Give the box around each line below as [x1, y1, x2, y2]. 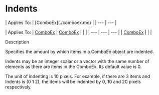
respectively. [5, 83, 32, 90]
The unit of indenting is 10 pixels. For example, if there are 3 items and [5, 73, 150, 79]
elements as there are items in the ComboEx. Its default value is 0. [5, 63, 142, 69]
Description [5, 38, 29, 45]
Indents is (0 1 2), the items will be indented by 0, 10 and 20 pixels [5, 78, 141, 84]
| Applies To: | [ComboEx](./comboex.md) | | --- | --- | [5, 19, 117, 25]
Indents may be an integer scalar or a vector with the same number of [5, 58, 149, 64]
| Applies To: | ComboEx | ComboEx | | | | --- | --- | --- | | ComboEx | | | [5, 29, 152, 35]
